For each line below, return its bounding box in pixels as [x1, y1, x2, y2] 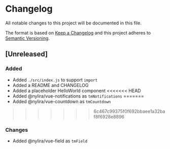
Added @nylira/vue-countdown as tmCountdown [12, 98, 111, 104]
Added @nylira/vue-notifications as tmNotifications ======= [12, 93, 145, 99]
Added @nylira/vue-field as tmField [12, 138, 88, 144]
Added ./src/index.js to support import [12, 77, 98, 83]
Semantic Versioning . [5, 35, 50, 41]
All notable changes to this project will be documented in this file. [5, 20, 142, 26]
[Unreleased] [5, 50, 48, 58]
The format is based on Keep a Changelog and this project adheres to [5, 29, 151, 36]
